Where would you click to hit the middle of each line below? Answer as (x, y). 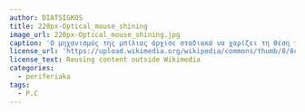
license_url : (34, 51)
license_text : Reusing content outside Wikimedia (105, 60)
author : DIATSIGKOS (46, 18)
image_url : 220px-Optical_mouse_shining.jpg (95, 34)
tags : (20, 85)
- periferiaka (44, 77)
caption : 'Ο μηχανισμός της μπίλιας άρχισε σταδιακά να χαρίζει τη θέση (150, 43)
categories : (32, 69)
